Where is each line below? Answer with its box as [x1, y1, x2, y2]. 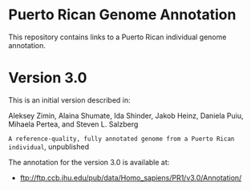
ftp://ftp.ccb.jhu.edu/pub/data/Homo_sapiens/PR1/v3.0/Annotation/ [19, 172, 242, 182]
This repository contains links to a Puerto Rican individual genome [8, 32, 227, 42]
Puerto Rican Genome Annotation [8, 6, 237, 24]
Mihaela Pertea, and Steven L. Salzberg [8, 119, 139, 129]
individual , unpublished [8, 142, 90, 152]
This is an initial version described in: [8, 95, 131, 105]
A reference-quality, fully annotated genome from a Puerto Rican [8, 135, 235, 143]
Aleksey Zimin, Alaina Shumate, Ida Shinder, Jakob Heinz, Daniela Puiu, [8, 111, 244, 120]
